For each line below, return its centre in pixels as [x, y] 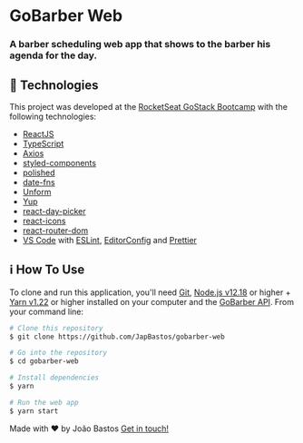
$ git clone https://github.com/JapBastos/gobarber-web [117, 337]
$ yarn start [34, 411]
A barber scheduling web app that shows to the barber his [140, 44]
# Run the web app [44, 402]
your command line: [47, 311]
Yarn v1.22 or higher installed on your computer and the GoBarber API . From [152, 301]
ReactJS [38, 133]
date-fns [39, 182]
